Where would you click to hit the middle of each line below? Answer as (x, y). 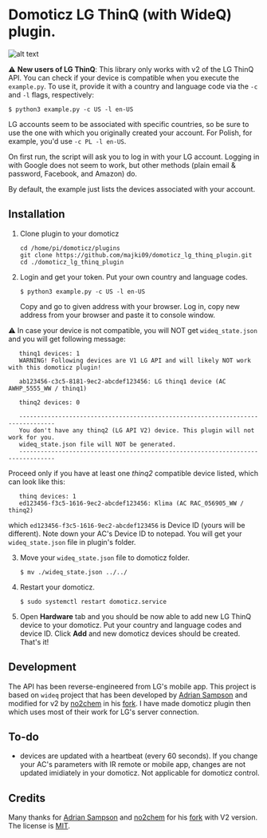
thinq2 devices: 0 (49, 402)
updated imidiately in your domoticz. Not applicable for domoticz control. (139, 773)
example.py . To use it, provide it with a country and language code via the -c (133, 86)
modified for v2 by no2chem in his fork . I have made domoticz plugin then (130, 703)
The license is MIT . (39, 826)
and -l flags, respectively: (51, 94)
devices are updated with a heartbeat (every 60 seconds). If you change (139, 756)
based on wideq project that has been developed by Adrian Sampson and (128, 695)
